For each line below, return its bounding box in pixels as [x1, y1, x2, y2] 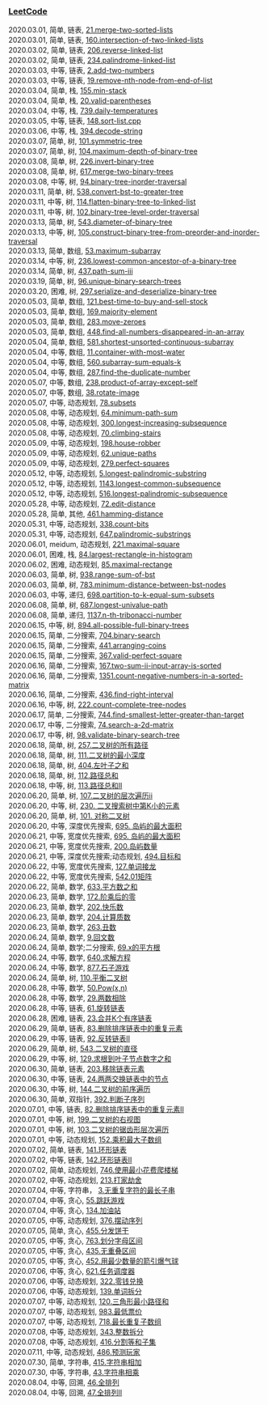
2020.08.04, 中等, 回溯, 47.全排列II [8, 1388, 123, 1398]
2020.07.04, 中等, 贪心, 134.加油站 [8, 1206, 121, 1216]
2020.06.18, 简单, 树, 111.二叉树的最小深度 [8, 750, 146, 760]
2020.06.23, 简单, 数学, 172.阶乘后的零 [8, 892, 136, 902]
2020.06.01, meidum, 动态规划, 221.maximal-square [8, 540, 180, 550]
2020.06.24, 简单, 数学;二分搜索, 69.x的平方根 [8, 943, 161, 953]
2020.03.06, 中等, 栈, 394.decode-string [8, 126, 143, 136]
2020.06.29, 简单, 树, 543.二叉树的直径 [8, 1044, 138, 1054]
